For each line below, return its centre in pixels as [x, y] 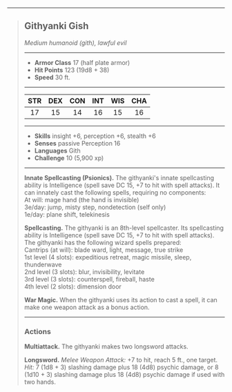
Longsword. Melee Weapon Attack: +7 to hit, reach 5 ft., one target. [120, 360]
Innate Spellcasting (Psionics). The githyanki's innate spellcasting [119, 177]
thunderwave [43, 264]
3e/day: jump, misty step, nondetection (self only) [95, 207]
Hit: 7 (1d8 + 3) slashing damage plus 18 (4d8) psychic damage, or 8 [121, 367]
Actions [38, 331]
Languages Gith [57, 150]
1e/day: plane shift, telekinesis [67, 214]
